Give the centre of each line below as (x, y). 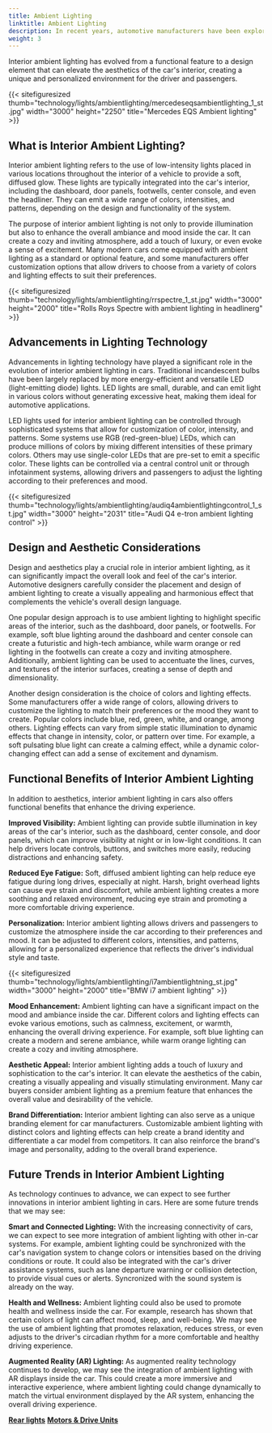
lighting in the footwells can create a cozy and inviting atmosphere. (120, 652)
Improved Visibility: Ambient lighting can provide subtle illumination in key (133, 823)
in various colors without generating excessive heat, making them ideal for (133, 396)
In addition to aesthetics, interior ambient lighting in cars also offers (121, 798)
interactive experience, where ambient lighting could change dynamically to (135, 1387)
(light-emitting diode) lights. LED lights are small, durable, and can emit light (135, 387)
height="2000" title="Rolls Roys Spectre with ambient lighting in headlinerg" (136, 308)
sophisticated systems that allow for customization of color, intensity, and (131, 429)
